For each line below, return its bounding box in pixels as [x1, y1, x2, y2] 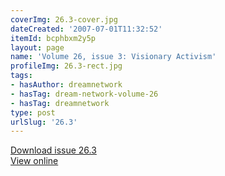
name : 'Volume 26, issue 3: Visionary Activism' [10, 52, 217, 62]
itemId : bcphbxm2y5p [10, 33, 97, 43]
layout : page [10, 42, 65, 53]
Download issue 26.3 [10, 144, 97, 156]
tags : [10, 71, 33, 81]
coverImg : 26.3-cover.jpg [10, 14, 118, 25]
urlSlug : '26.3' [10, 117, 78, 127]
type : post [10, 107, 56, 118]
